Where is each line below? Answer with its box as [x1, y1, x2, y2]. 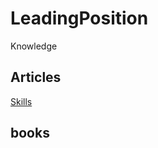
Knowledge [10, 40, 58, 52]
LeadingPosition [10, 7, 149, 30]
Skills [10, 95, 33, 107]
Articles [10, 69, 62, 86]
